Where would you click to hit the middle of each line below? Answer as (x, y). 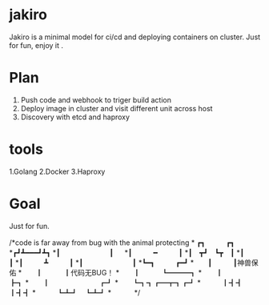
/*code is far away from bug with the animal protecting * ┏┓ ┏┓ (122, 243)
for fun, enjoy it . (36, 45)
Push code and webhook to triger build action (96, 100)
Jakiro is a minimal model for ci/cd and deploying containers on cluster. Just (135, 37)
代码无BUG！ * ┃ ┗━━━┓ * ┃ (147, 272)
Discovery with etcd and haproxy (75, 117)
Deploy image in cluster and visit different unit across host (116, 108)
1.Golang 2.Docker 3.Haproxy (57, 171)
